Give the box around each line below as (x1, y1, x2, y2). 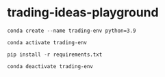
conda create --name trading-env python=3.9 (7, 27, 136, 34)
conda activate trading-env (7, 39, 88, 46)
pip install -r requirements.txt (7, 51, 103, 58)
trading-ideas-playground (7, 5, 159, 20)
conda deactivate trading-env (7, 63, 94, 70)
